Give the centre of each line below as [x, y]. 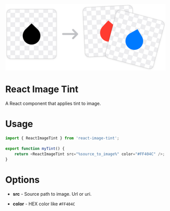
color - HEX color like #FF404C [44, 204]
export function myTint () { [35, 149]
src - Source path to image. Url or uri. [52, 194]
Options [22, 180]
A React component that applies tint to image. [53, 103]
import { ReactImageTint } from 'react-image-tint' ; [62, 138]
